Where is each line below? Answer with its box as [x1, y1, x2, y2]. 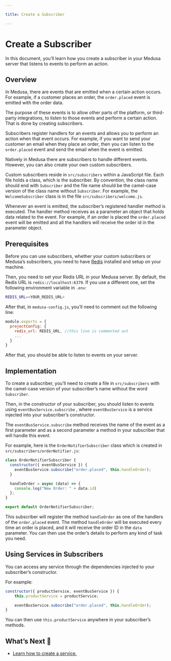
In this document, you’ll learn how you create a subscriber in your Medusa [5, 55, 161, 61]
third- [152, 110, 164, 116]
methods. [5, 622, 25, 628]
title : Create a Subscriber [5, 12, 65, 17]
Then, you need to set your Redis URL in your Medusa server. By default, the [5, 274, 166, 280]
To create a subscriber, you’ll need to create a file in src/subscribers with [5, 380, 160, 386]
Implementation [5, 366, 57, 375]
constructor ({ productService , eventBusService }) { [5, 589, 120, 594]
